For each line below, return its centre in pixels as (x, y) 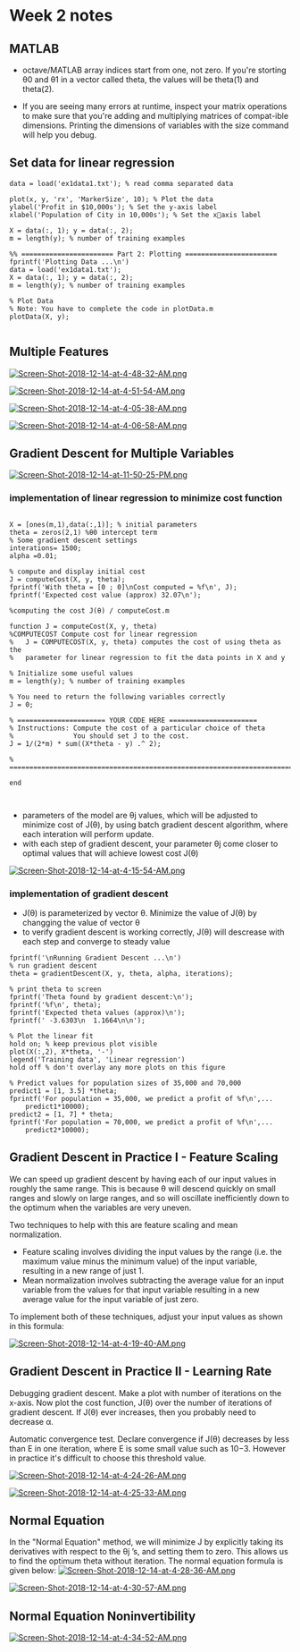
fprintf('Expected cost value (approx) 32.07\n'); (105, 595)
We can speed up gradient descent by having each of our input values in (143, 1179)
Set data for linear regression (92, 163)
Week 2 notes (61, 16)
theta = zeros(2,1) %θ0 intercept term (83, 532)
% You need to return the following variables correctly (117, 697)
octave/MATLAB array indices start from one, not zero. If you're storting (154, 70)
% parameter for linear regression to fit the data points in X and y (147, 657)
